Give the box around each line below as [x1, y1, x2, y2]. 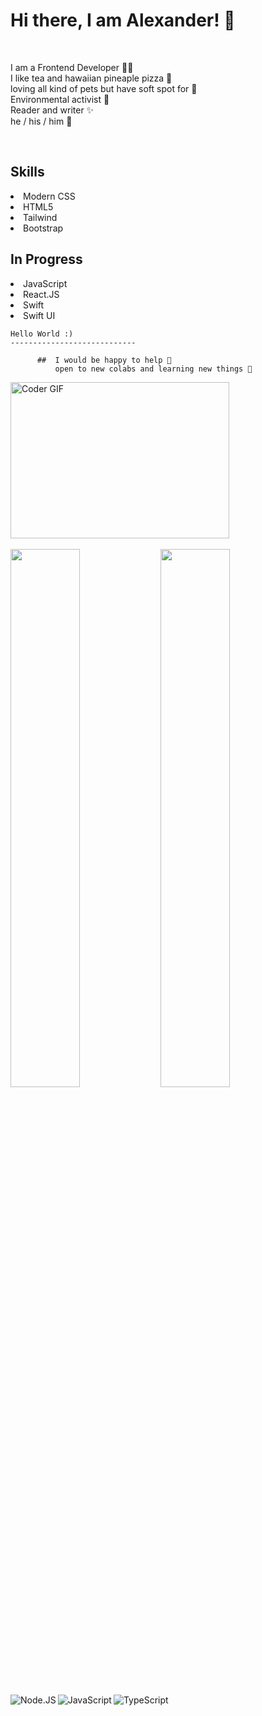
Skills [10, 164, 45, 181]
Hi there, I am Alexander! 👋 [10, 9, 236, 32]
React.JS [23, 288, 60, 300]
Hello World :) [10, 329, 74, 339]
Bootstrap [23, 222, 64, 234]
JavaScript [23, 277, 68, 289]
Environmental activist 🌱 [10, 93, 110, 105]
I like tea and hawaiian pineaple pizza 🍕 [10, 72, 173, 84]
